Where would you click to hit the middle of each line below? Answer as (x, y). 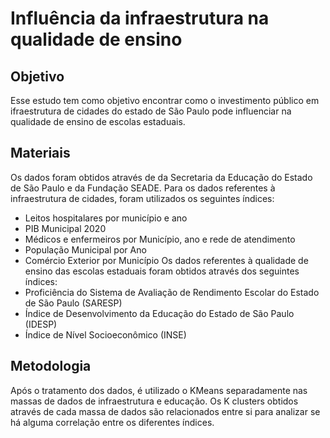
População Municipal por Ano (85, 249)
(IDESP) (41, 324)
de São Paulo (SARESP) (73, 303)
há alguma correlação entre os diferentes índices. (112, 422)
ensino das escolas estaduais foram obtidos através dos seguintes (162, 271)
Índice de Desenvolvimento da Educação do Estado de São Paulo (159, 313)
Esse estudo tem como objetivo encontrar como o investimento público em (165, 100)
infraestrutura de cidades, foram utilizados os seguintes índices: (142, 198)
